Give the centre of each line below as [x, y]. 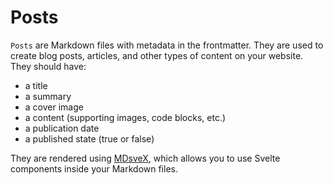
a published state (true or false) [89, 138]
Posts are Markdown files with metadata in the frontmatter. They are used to [167, 45]
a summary [48, 96]
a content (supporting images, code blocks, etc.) [125, 117]
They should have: [48, 66]
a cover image [54, 107]
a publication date [62, 128]
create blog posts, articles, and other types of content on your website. [157, 55]
